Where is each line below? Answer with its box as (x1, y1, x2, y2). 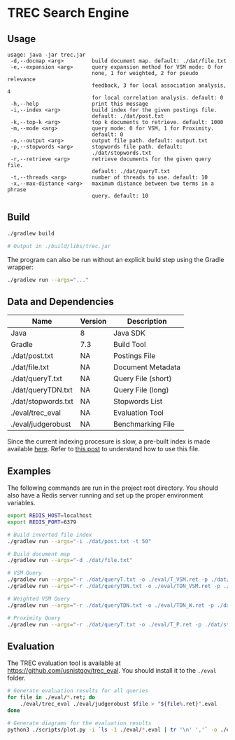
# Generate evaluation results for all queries (7, 687, 149, 694)
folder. (7, 674, 26, 683)
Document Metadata (113, 362, 181, 372)
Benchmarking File (113, 419, 175, 429)
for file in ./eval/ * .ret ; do (7, 694, 96, 701)
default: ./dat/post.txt (92, 113, 164, 120)
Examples (7, 465, 51, 477)
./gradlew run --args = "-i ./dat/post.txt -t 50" (7, 537, 152, 544)
